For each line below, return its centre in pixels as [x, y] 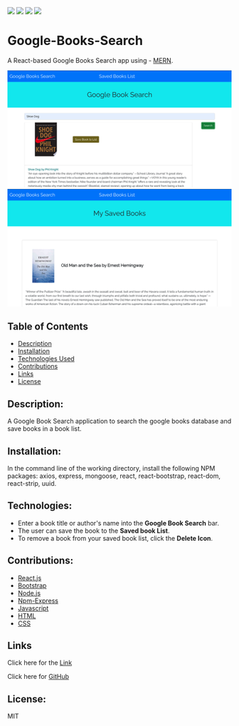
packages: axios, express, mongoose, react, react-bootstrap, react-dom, [114, 476]
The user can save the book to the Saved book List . [94, 531]
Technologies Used [46, 359]
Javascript [33, 608]
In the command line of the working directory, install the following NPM [111, 468]
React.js [30, 578]
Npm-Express [38, 600]
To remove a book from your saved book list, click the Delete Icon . [115, 538]
